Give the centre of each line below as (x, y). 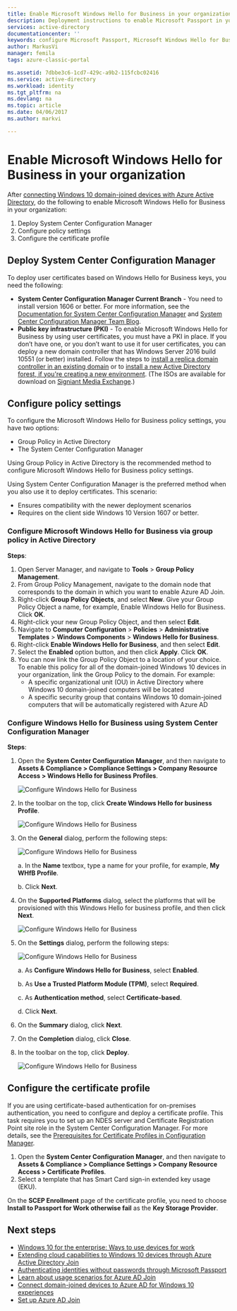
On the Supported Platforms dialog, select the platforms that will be (116, 900)
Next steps (32, 1230)
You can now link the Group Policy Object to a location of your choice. (119, 659)
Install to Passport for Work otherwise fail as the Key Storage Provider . (113, 1208)
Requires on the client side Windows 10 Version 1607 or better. (108, 513)
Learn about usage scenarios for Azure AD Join (87, 1277)
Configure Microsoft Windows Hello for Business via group (110, 531)
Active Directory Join (48, 1262)
